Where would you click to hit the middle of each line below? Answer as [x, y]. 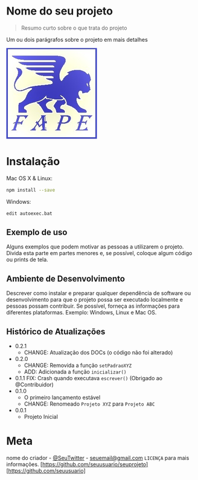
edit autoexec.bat [29, 213]
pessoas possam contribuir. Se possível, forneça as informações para [93, 306]
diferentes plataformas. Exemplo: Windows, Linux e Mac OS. [81, 313]
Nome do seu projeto [60, 11]
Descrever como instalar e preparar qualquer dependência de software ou [99, 293]
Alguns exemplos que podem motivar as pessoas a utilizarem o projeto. [95, 247]
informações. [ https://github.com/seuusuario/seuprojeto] [77, 464]
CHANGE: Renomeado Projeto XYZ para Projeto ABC [89, 404]
